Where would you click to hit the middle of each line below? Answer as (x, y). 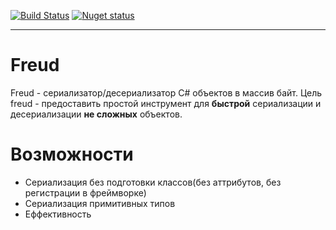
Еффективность (58, 214)
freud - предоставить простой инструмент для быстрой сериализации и (166, 103)
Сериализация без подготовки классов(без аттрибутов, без (153, 182)
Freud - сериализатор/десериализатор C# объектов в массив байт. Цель (166, 92)
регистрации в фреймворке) (85, 192)
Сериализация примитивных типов (100, 203)
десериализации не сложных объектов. (96, 114)
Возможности (72, 154)
